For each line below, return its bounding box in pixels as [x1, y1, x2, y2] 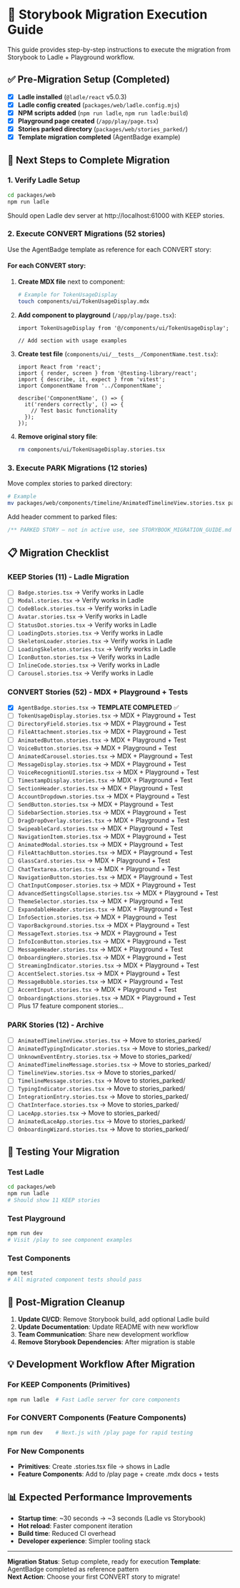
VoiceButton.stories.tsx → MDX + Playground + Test [17, 743, 177, 752]
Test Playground [7, 1213, 66, 1223]
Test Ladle [7, 1167, 44, 1177]
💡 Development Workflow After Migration [7, 1358, 195, 1370]
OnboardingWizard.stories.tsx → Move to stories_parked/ [17, 1125, 189, 1133]
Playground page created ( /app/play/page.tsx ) [17, 116, 159, 125]
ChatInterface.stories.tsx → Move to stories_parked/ [17, 1100, 179, 1109]
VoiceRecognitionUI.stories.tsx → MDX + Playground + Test [17, 768, 199, 776]
